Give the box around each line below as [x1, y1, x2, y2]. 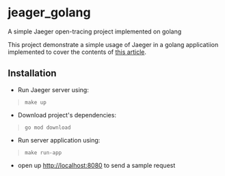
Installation [8, 68, 57, 79]
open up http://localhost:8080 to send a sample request [17, 161, 176, 169]
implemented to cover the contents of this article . [8, 48, 146, 56]
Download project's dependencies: [17, 111, 117, 119]
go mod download [24, 124, 71, 131]
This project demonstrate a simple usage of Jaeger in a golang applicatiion [8, 40, 219, 48]
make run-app [24, 149, 62, 156]
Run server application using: [17, 136, 101, 144]
